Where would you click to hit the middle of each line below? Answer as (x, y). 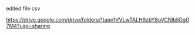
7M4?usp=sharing (28, 26)
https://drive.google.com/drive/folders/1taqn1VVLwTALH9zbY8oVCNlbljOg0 (97, 20)
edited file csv (23, 8)
